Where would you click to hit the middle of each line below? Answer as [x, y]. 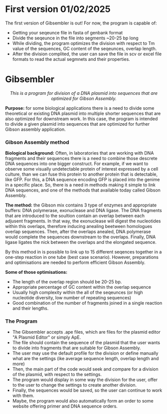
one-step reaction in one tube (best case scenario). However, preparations [82, 257]
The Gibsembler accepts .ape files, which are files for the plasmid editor [86, 332]
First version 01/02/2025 [58, 9]
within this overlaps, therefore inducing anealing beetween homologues [79, 226]
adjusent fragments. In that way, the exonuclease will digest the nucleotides [83, 221]
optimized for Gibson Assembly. [84, 98]
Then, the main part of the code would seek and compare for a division [85, 369]
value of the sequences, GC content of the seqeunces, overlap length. [84, 48]
